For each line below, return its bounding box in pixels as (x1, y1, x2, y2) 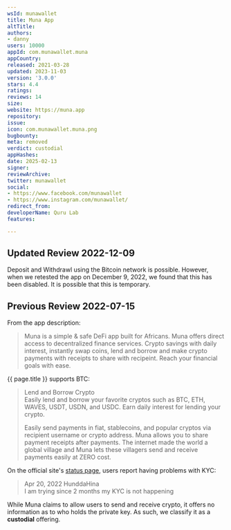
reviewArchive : (7, 171, 51, 178)
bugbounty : (7, 132, 39, 139)
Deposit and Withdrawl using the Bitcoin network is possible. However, (7, 265, 209, 274)
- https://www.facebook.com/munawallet (7, 190, 122, 197)
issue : (7, 119, 26, 126)
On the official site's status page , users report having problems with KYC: (7, 466, 216, 475)
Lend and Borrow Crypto (24, 388, 95, 397)
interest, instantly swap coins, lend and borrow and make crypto (24, 347, 207, 355)
